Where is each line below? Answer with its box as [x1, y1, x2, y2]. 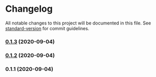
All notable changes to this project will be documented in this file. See [5, 20, 151, 26]
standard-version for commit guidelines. [5, 25, 89, 31]
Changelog [5, 3, 53, 15]
